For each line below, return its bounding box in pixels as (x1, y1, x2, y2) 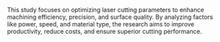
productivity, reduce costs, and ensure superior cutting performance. (7, 27, 202, 35)
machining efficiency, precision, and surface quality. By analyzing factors (7, 13, 213, 21)
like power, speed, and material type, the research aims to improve (7, 20, 195, 28)
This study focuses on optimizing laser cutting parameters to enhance (7, 6, 204, 14)
